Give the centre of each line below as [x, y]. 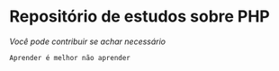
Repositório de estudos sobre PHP [139, 17]
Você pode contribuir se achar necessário [88, 41]
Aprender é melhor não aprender [70, 58]
